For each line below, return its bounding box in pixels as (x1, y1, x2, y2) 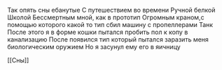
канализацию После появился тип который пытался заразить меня (7, 35, 209, 44)
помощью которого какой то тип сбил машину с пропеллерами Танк (7, 21, 214, 28)
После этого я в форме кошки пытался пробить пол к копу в (7, 28, 188, 36)
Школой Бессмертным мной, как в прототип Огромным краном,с (7, 13, 204, 21)
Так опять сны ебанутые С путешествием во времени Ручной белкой (7, 6, 216, 14)
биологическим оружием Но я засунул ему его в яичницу (7, 43, 181, 51)
